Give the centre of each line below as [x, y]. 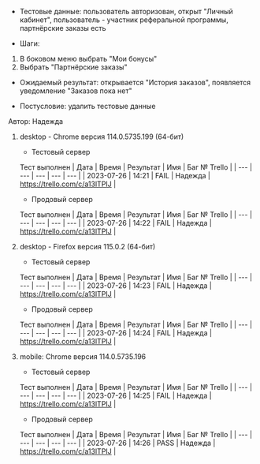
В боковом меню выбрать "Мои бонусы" [88, 59]
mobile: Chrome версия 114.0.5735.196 [83, 357]
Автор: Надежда [36, 121]
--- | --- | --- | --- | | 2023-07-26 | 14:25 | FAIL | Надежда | [115, 395]
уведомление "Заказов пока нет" [76, 91]
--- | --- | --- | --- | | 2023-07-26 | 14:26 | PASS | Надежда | [117, 443]
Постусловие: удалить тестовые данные [87, 106]
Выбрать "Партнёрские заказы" [73, 67]
